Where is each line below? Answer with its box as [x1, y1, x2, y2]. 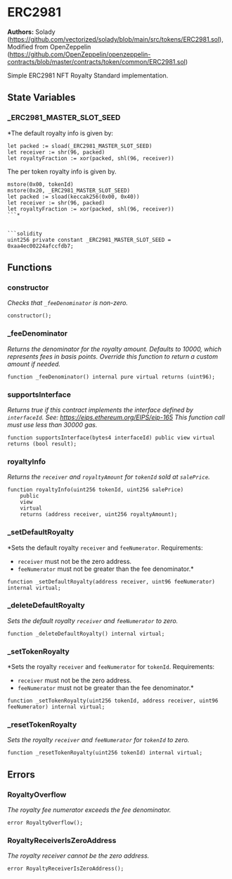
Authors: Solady [7, 27, 56, 36]
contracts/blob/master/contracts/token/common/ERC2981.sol [7, 57, 186, 66]
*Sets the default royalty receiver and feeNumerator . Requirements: [7, 543, 203, 552]
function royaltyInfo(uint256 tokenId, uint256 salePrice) [7, 486, 184, 493]
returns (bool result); [7, 440, 77, 448]
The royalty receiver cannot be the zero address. [7, 852, 150, 860]
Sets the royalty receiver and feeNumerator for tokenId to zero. [7, 736, 190, 744]
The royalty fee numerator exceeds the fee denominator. [7, 806, 172, 814]
